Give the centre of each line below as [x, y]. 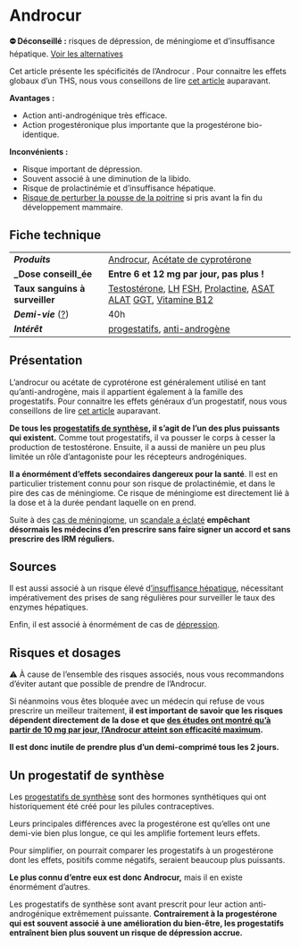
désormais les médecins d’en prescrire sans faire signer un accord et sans [150, 529]
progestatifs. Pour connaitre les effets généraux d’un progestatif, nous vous [148, 401]
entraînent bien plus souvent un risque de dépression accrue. [126, 933]
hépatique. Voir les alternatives [66, 54]
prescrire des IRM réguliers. [62, 539]
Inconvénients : [39, 151]
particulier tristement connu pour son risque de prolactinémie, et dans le [142, 483]
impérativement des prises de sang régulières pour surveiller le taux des [142, 598]
